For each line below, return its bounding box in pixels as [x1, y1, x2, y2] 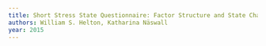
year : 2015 [8, 26, 44, 34]
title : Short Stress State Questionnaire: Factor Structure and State [8, 11, 246, 19]
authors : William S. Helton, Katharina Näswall [8, 19, 169, 27]
